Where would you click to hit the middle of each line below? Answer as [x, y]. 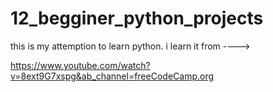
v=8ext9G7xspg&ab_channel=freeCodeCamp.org [112, 76]
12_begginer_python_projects [137, 18]
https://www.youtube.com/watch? [80, 65]
